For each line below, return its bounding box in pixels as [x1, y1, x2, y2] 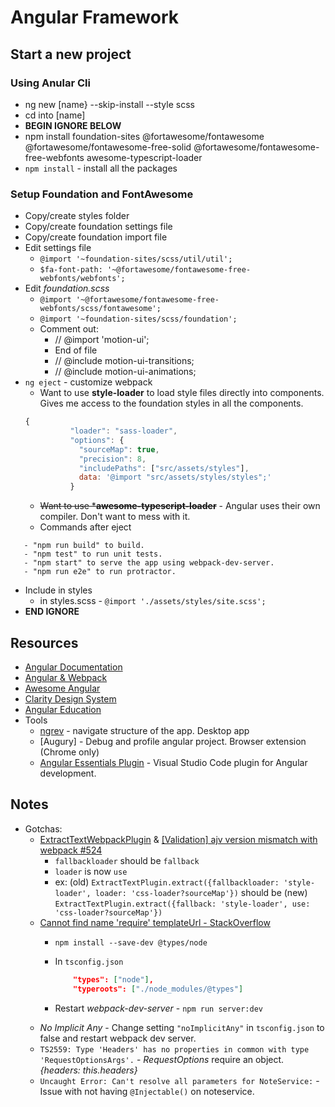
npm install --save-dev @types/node [54, 937, 208, 948]
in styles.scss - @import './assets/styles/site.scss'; [39, 595, 267, 607]
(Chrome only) [39, 746, 100, 758]
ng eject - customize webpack [24, 376, 153, 388]
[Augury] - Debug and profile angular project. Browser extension [39, 735, 307, 747]
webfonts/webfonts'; [39, 274, 126, 284]
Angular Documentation [24, 661, 123, 673]
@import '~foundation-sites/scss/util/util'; [39, 254, 233, 265]
